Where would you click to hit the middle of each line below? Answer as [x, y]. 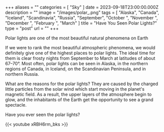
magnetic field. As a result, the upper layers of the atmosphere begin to [79, 94]
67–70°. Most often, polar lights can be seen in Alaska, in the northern [77, 64]
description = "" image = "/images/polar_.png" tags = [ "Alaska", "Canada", [82, 12]
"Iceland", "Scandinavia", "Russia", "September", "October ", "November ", [82, 18]
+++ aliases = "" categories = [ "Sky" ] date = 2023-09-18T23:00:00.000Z [82, 7]
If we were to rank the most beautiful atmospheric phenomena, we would [80, 48]
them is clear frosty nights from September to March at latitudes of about [80, 58]
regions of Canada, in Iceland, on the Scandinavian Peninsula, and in [76, 69]
